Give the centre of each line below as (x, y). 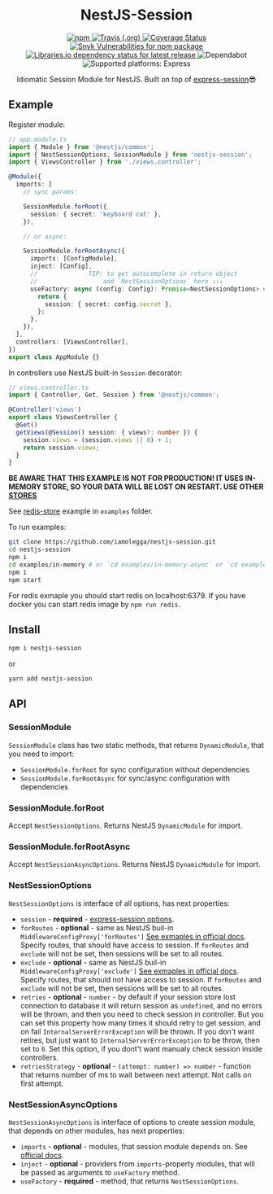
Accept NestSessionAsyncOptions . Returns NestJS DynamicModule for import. (135, 864)
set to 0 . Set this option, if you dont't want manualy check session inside (141, 1048)
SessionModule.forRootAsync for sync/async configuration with (125, 778)
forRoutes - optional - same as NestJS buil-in (97, 927)
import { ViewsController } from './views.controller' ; (105, 162)
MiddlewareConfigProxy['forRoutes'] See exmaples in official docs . (133, 936)
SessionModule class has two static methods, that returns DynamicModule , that (136, 745)
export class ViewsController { (63, 418)
